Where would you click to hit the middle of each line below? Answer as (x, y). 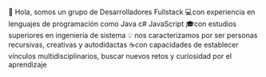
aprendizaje (28, 64)
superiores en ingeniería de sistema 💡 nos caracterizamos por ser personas (133, 35)
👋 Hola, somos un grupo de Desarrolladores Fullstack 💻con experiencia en (132, 12)
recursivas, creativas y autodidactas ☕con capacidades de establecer (124, 44)
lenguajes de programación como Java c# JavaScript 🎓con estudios (123, 24)
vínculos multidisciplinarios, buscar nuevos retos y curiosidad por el (120, 56)
